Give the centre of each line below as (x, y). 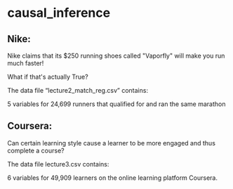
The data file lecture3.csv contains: (58, 164)
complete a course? (36, 150)
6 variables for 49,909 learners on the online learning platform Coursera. (112, 178)
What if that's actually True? (48, 77)
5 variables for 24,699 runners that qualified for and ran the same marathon (116, 104)
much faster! (26, 63)
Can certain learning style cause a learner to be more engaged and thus (112, 143)
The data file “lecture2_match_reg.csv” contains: (78, 90)
